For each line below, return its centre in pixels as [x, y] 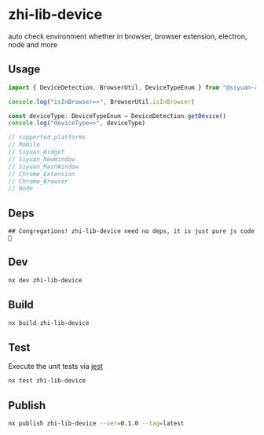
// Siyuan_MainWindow [44, 167]
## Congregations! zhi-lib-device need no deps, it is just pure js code [132, 231]
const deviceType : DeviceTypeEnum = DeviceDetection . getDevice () [117, 116]
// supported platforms [47, 138]
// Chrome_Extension [42, 174]
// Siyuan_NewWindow [42, 159]
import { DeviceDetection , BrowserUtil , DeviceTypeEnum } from [114, 87]
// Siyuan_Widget [37, 152]
